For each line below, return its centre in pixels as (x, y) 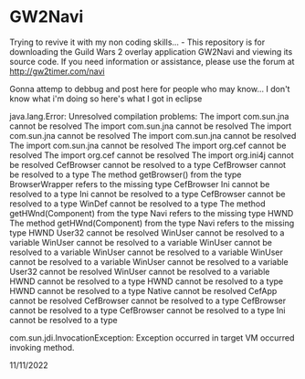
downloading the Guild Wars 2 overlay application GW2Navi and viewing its (151, 51)
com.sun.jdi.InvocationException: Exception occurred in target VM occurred (152, 337)
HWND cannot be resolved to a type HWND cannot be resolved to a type (147, 281)
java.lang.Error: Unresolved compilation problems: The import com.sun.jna (149, 116)
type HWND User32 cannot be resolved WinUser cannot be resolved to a (147, 232)
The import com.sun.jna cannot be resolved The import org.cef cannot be (148, 145)
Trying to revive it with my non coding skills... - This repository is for (137, 42)
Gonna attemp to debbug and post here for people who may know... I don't (150, 89)
